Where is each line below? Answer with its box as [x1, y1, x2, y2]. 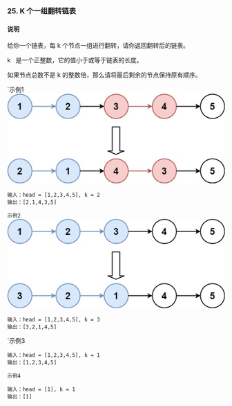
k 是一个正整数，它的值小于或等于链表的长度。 [7, 56, 143, 64]
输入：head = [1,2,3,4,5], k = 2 [7, 191, 100, 198]
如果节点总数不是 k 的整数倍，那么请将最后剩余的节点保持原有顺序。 [7, 71, 202, 79]
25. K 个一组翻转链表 [7, 6, 77, 15]
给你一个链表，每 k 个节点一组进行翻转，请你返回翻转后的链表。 [7, 42, 190, 50]
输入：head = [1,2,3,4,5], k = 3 [7, 316, 100, 323]
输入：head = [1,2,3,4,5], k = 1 [7, 351, 100, 358]
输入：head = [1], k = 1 [7, 386, 76, 393]
